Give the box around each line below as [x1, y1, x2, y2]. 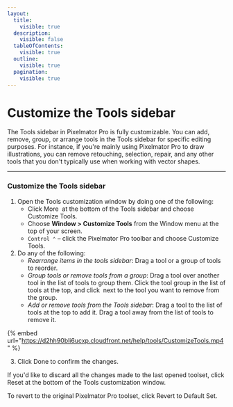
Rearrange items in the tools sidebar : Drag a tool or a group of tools [27, 256, 221, 264]
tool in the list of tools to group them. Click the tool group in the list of [27, 278, 226, 287]
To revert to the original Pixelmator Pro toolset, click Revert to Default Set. [7, 391, 218, 400]
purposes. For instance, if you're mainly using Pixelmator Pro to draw [7, 143, 205, 151]
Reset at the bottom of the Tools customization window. [7, 378, 166, 386]
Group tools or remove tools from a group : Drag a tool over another [27, 271, 220, 279]
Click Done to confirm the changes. [17, 357, 119, 365]
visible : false [19, 36, 64, 43]
